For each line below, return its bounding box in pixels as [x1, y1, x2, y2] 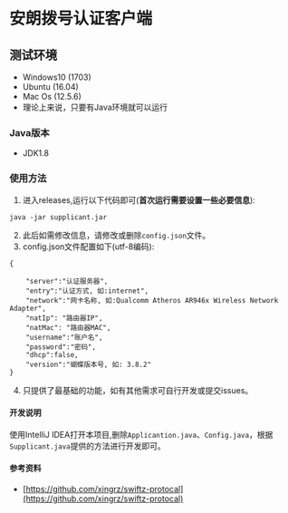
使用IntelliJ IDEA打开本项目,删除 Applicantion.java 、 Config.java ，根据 [9, 429, 274, 440]
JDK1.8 [22, 148, 50, 159]
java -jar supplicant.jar [9, 212, 107, 222]
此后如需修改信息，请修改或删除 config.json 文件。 [22, 229, 211, 240]
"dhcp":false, [25, 350, 79, 359]
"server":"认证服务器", [25, 276, 109, 286]
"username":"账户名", [25, 333, 103, 342]
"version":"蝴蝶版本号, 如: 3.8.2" [25, 360, 152, 369]
